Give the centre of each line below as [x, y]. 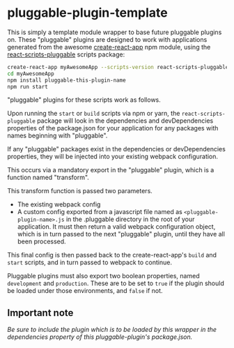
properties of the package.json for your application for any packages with [113, 128]
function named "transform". [48, 177]
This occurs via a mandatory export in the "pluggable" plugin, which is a [111, 170]
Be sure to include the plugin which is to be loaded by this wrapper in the [112, 330]
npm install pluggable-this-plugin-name [67, 80]
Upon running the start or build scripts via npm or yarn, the [94, 114]
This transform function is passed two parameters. [80, 191]
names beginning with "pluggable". [57, 136]
